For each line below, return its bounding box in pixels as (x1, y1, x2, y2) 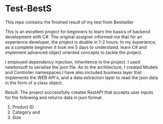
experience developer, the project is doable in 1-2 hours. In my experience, (5, 39, 157, 45)
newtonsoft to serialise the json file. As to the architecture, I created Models (5, 64, 158, 70)
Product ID (12, 104, 34, 110)
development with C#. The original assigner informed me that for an (5, 34, 142, 40)
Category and (12, 109, 40, 115)
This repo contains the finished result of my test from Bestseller (5, 19, 134, 25)
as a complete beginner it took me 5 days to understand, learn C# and (5, 44, 147, 50)
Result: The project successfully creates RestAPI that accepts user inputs (5, 89, 154, 95)
